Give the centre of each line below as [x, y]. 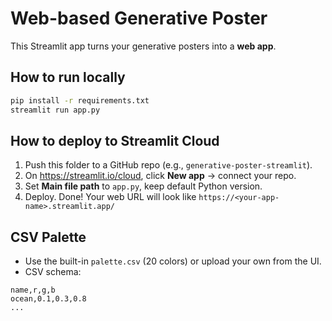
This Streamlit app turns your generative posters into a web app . [143, 46]
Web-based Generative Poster [139, 18]
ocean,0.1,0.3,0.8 [48, 299]
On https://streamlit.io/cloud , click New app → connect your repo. [160, 176]
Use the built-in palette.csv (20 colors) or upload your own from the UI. [173, 261]
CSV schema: [53, 272]
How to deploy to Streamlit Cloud [115, 140]
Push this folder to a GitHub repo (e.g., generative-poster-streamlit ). [168, 165]
